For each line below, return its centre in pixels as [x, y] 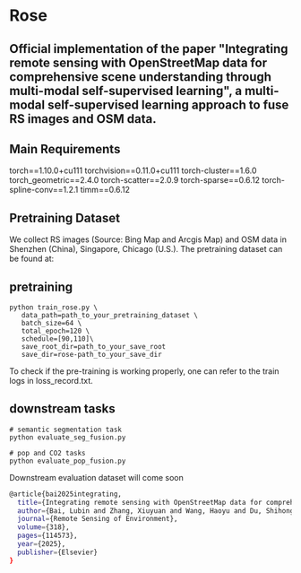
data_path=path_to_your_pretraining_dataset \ [110, 316]
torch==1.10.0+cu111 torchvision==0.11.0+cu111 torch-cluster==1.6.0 [133, 170]
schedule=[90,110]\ [57, 339]
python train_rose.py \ [54, 308]
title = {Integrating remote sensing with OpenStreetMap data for [140, 502]
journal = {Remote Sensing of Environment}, [98, 519]
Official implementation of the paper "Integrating [149, 49]
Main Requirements [65, 149]
